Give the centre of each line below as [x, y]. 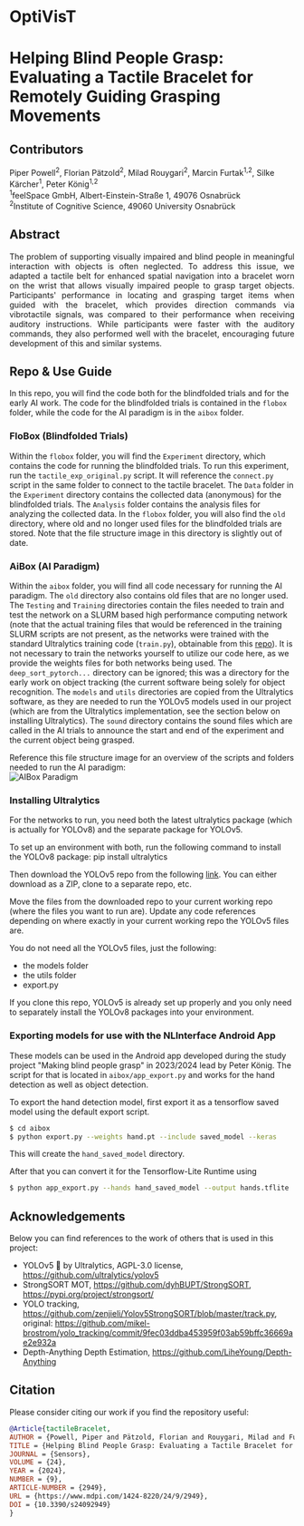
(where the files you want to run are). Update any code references [133, 911]
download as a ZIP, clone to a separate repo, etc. [100, 884]
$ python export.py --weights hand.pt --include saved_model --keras [143, 1137]
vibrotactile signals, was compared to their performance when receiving [152, 314]
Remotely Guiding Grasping [115, 97]
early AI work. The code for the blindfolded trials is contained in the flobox [148, 403]
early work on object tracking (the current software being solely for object [147, 683]
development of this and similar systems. [86, 343]
